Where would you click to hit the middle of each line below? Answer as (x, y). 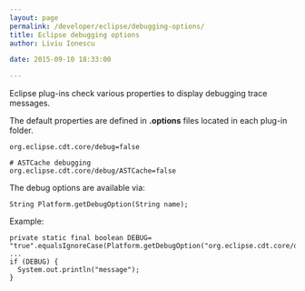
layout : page (34, 18)
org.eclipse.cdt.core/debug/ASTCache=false (93, 171)
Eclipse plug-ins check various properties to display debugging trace (138, 94)
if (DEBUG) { (34, 262)
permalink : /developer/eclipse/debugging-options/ (107, 26)
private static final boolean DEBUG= (81, 238)
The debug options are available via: (77, 188)
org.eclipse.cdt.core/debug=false (75, 147)
